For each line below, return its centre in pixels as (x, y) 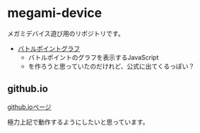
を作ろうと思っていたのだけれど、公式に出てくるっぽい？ (111, 66)
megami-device (55, 13)
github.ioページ (29, 107)
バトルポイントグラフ (49, 48)
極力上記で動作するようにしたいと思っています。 (78, 122)
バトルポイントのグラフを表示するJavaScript (93, 57)
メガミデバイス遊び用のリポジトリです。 (66, 33)
